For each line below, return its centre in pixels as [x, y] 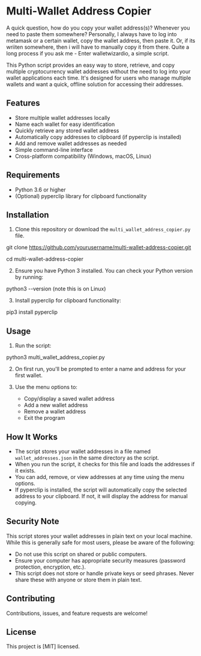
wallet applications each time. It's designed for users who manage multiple [99, 78]
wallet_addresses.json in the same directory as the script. [87, 458]
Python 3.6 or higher [40, 189]
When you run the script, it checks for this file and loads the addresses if [105, 464]
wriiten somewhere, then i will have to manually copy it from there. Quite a [98, 47]
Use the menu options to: [46, 387]
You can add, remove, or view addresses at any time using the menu [100, 477]
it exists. [25, 470]
